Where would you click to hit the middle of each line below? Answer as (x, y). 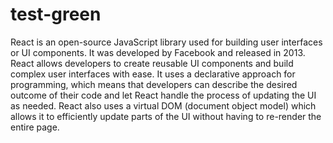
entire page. (35, 127)
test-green (56, 14)
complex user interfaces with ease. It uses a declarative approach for (153, 74)
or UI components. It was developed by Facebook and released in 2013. (158, 52)
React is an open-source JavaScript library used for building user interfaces (166, 42)
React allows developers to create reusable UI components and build (152, 63)
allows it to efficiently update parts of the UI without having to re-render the (166, 116)
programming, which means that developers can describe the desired (154, 84)
